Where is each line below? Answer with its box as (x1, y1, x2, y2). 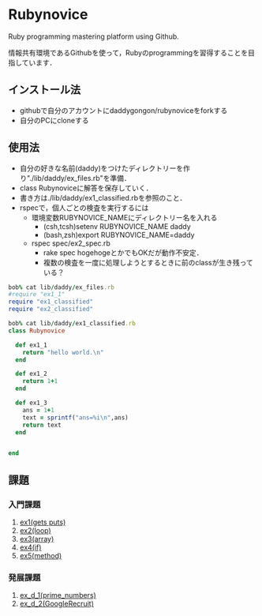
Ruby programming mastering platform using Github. (8, 32, 179, 41)
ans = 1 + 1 (22, 406, 55, 414)
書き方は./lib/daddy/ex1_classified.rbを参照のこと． (19, 193, 187, 202)
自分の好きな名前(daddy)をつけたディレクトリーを (19, 163, 184, 173)
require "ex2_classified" (8, 306, 93, 314)
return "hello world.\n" (22, 348, 104, 356)
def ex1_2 (15, 370, 47, 378)
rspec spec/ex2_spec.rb (31, 239, 110, 248)
